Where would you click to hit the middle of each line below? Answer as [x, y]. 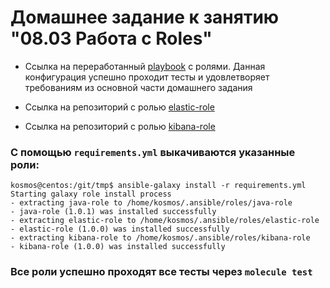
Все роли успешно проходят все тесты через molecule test [161, 272]
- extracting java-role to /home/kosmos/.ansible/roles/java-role [151, 203]
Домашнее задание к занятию [145, 17]
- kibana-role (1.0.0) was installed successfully [118, 247]
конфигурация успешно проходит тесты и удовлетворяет [147, 77]
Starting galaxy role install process [91, 194]
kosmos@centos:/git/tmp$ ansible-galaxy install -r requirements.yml [158, 186]
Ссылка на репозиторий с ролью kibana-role [120, 126]
